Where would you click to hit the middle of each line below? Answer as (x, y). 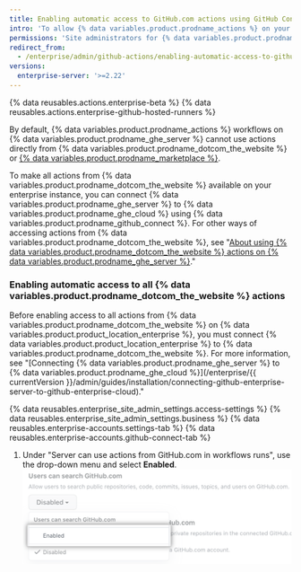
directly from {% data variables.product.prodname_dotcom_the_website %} (149, 148)
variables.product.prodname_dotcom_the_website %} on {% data (129, 325)
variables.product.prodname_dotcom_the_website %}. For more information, (150, 354)
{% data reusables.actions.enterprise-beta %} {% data (111, 102)
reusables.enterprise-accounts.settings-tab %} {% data (112, 428)
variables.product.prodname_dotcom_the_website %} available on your (140, 185)
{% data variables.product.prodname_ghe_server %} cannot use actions (142, 138)
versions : (28, 66)
